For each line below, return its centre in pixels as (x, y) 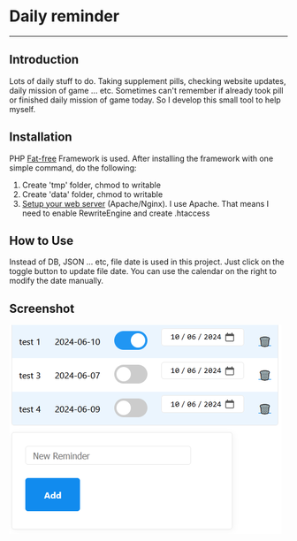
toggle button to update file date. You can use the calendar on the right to (143, 271)
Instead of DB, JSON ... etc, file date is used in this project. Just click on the (147, 262)
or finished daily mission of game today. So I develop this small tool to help (145, 100)
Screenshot (42, 308)
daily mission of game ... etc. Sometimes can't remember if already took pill (146, 90)
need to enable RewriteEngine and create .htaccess (116, 213)
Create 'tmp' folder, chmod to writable (91, 185)
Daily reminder (65, 16)
